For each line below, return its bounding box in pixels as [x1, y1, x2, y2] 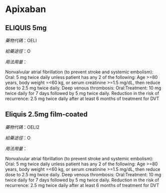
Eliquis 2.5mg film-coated [5, 110, 88, 119]
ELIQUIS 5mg [5, 24, 47, 32]
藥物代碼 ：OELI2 [5, 124, 40, 130]
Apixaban [5, 4, 46, 15]
